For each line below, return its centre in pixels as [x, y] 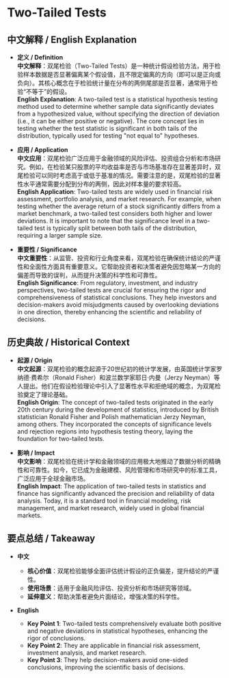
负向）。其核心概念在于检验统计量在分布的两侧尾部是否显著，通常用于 [114, 83]
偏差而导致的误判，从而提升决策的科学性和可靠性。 [89, 275]
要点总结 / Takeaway [51, 539]
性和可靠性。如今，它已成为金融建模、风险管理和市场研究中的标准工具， [119, 470]
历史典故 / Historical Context [68, 343]
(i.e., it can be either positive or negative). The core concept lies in [110, 121]
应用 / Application [42, 150]
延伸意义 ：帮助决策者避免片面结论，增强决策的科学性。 [105, 597]
